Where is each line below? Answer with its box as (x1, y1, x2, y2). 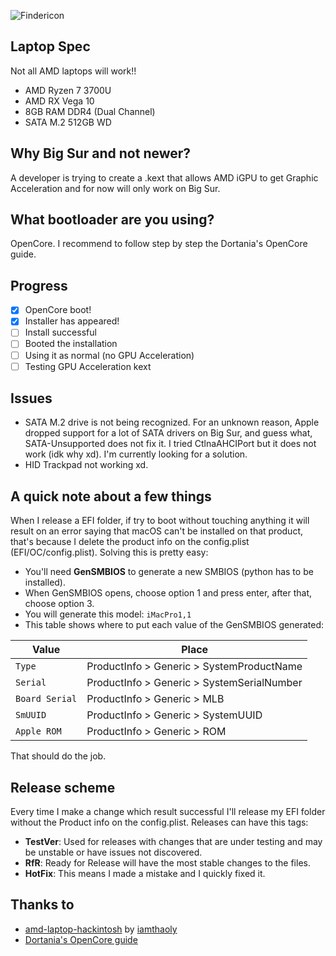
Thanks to (10, 896, 75, 914)
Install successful (24, 326, 97, 339)
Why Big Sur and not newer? (10, 145, 192, 162)
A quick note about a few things (10, 488, 212, 505)
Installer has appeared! (24, 315, 120, 327)
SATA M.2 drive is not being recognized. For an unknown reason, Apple (24, 416, 320, 429)
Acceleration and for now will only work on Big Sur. (10, 182, 221, 194)
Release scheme (10, 779, 116, 796)
